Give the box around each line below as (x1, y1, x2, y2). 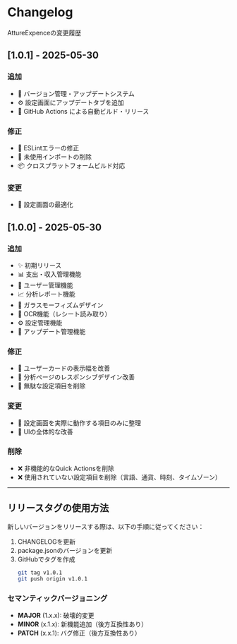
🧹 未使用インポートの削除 (17, 153, 92, 161)
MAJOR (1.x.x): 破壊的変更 (17, 611, 95, 619)
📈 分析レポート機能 (17, 290, 75, 298)
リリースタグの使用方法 (7, 502, 109, 514)
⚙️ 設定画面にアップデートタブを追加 (17, 98, 125, 107)
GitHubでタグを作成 (17, 555, 75, 563)
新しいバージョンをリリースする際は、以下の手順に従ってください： (7, 522, 205, 530)
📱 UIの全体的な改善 (17, 427, 74, 436)
